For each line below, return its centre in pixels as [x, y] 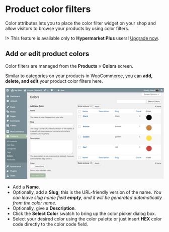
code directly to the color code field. [50, 224]
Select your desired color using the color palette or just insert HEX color [87, 219]
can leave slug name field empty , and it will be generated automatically [87, 198]
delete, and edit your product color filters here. [54, 81]
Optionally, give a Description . [44, 208]
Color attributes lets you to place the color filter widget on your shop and [80, 23]
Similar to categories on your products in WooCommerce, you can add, [79, 76]
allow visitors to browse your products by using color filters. [67, 28]
